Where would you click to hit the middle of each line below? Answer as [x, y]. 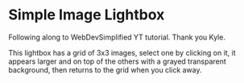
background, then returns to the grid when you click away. [105, 69]
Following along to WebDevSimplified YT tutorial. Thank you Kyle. [117, 37]
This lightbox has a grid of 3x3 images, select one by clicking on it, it [122, 52]
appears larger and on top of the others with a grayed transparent [118, 61]
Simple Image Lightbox [87, 15]
